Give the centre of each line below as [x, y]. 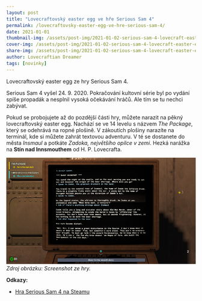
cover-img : [20, 44]
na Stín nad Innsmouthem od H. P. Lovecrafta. [64, 149]
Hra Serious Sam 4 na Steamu [52, 291]
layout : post [23, 13]
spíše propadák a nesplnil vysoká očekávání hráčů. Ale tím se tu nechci [95, 99]
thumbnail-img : [25, 38]
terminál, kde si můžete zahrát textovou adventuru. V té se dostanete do [96, 136]
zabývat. [17, 106]
